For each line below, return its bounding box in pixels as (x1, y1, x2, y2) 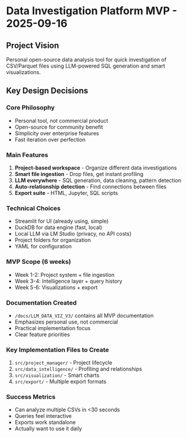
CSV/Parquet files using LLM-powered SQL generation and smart (6, 62, 166, 69)
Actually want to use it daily (14, 425, 82, 432)
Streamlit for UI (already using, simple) (14, 218, 109, 225)
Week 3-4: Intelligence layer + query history (14, 277, 122, 284)
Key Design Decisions (6, 86, 89, 96)
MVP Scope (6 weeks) (6, 258, 71, 266)
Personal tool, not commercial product (14, 117, 108, 124)
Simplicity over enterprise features (14, 129, 99, 137)
